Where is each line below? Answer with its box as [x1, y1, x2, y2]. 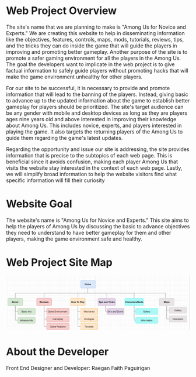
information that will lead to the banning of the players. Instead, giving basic [6, 91, 188, 98]
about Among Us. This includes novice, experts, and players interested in [6, 122, 182, 129]
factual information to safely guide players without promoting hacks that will [6, 67, 188, 74]
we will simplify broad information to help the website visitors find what [6, 170, 177, 177]
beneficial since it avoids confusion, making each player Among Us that [6, 158, 178, 165]
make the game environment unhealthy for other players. [6, 73, 143, 80]
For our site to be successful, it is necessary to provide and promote [6, 84, 170, 91]
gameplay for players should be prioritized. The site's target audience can [6, 103, 184, 110]
